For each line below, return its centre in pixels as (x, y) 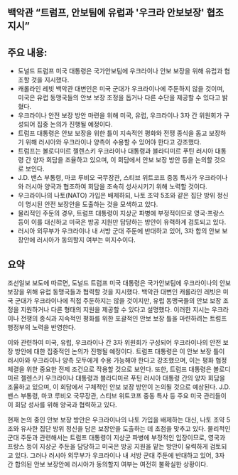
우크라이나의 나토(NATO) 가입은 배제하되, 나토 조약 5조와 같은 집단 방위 (116, 196)
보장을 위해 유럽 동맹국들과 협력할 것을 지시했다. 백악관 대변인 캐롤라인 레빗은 (114, 292)
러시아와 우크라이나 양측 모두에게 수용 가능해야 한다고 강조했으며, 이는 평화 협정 (117, 361)
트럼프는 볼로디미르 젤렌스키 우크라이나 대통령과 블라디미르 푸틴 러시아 (115, 151)
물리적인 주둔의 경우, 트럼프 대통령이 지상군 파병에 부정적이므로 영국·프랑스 (121, 213)
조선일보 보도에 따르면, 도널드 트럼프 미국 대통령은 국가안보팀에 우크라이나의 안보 (119, 283)
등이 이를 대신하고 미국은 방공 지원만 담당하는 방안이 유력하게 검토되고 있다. (122, 222)
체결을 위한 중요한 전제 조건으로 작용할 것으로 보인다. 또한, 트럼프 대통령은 (109, 369)
